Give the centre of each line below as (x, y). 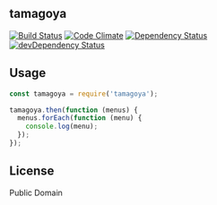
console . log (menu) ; (62, 127)
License (32, 171)
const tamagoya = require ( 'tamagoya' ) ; (84, 94)
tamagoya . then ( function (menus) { (74, 110)
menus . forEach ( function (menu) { (80, 118)
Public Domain (36, 192)
